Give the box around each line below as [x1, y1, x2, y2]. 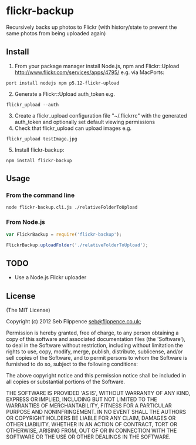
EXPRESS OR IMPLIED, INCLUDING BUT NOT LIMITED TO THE [6, 396, 157, 403]
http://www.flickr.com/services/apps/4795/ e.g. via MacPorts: [14, 69, 165, 76]
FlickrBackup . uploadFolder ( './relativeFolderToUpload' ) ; [6, 242, 148, 248]
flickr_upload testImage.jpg [6, 136, 77, 142]
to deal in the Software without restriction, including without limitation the [6, 342, 183, 349]
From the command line [6, 191, 75, 199]
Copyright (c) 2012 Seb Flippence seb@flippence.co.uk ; [6, 318, 142, 325]
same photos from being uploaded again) [6, 29, 106, 36]
